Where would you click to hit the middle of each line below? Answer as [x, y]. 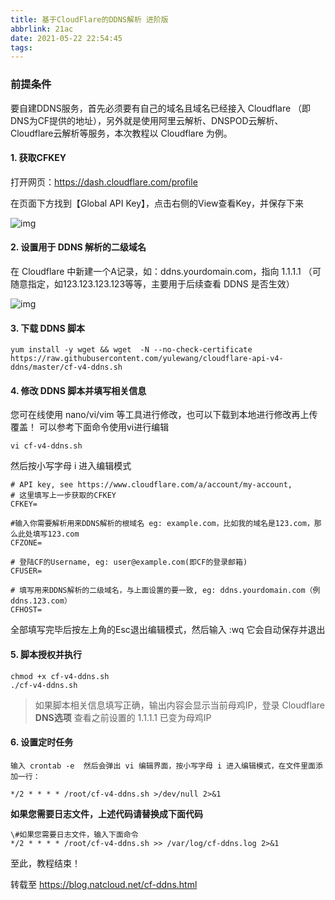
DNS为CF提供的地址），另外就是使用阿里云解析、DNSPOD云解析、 [147, 120]
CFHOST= [26, 610]
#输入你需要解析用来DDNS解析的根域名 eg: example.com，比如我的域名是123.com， [162, 524]
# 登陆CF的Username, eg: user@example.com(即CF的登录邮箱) [129, 562]
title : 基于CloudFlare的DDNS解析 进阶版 [89, 19]
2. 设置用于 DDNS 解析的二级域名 [78, 247]
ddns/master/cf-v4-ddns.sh [66, 367]
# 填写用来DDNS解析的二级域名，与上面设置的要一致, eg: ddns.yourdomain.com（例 [165, 591]
